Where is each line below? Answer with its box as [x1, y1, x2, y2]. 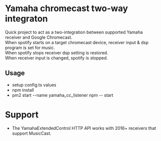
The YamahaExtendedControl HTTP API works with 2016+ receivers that [12, 125, 156, 131]
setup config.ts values [12, 82, 57, 88]
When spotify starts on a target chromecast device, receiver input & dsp [5, 39, 149, 45]
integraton [5, 13, 48, 24]
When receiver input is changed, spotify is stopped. [5, 55, 108, 61]
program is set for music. [5, 45, 55, 50]
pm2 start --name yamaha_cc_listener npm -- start [12, 92, 114, 98]
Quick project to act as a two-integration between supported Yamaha [5, 29, 143, 35]
